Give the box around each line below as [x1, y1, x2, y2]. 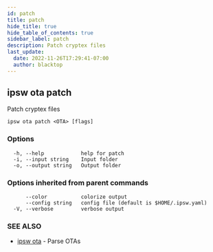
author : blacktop [13, 61, 63, 68]
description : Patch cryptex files [7, 42, 106, 49]
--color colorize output [25, 193, 128, 200]
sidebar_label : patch [7, 36, 69, 43]
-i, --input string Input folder [13, 156, 118, 162]
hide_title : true [7, 23, 57, 30]
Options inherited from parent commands [7, 178, 149, 187]
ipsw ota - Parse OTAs [16, 237, 81, 245]
